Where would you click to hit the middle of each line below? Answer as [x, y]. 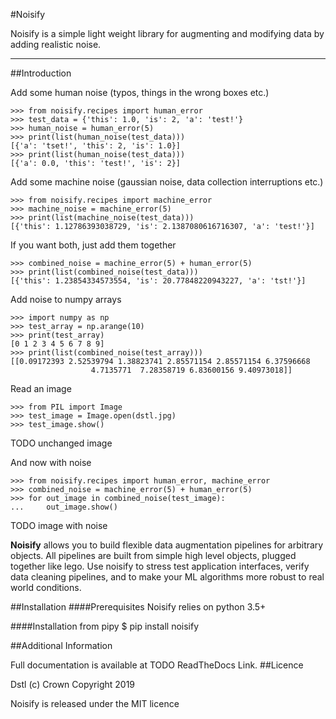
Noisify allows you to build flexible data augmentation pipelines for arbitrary [167, 545]
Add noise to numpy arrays [66, 299]
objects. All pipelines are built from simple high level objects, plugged [153, 555]
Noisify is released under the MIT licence [95, 703]
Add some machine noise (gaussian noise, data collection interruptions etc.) [167, 182]
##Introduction [41, 73]
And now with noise [51, 462]
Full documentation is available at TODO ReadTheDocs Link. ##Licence [157, 665]
